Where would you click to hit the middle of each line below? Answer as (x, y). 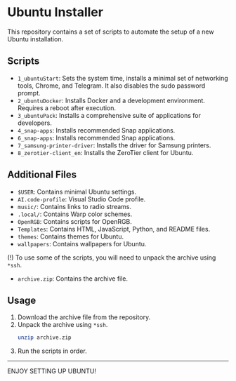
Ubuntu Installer (55, 12)
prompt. (29, 93)
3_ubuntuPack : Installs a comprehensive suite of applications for (109, 115)
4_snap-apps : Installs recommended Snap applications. (96, 130)
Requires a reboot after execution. (67, 108)
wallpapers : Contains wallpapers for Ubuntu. (82, 243)
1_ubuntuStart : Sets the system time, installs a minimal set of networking (123, 78)
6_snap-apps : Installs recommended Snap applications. (96, 138)
